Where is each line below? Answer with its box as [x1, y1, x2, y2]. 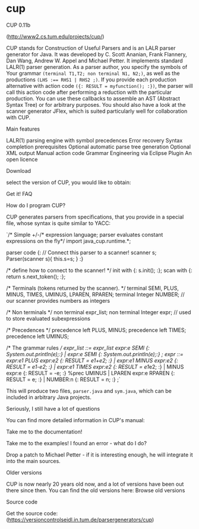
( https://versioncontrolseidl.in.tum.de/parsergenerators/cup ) [6, 516, 154, 523]
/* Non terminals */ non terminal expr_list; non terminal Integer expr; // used [6, 308, 191, 316]
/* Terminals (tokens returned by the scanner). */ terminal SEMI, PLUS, [6, 284, 179, 292]
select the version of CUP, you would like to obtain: [6, 179, 131, 186]
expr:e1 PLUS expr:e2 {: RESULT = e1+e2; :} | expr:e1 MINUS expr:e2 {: [6, 357, 178, 364]
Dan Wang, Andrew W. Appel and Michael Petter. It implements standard [6, 57, 183, 64]
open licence [6, 156, 38, 163]
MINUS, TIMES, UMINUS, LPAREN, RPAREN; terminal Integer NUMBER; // [6, 290, 185, 298]
